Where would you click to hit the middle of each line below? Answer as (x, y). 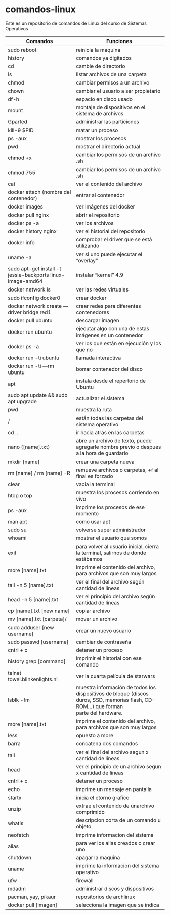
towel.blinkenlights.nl (33, 679)
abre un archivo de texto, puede (114, 440)
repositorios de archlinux (105, 897)
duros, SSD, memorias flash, (110, 700)
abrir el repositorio (98, 215)
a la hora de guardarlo (102, 453)
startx (15, 797)
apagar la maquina (98, 857)
